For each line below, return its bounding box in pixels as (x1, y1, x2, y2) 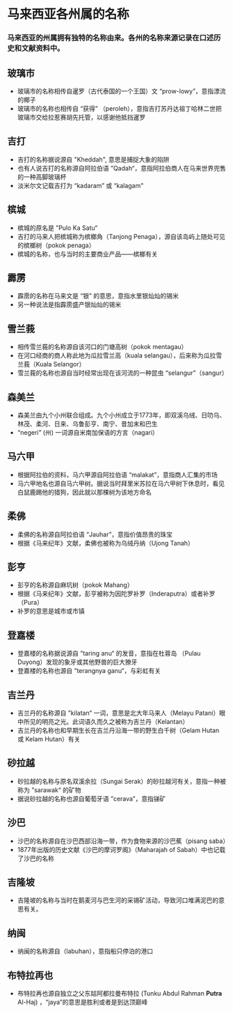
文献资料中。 (21, 43, 65, 53)
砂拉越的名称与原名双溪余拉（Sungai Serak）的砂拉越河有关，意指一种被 (17, 777, 227, 785)
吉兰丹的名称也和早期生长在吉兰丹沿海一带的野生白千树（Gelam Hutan (17, 726, 220, 735)
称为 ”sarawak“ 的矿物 (17, 785, 81, 794)
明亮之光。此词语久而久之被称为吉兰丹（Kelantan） (41, 718, 189, 726)
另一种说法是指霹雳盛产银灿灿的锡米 (17, 300, 122, 309)
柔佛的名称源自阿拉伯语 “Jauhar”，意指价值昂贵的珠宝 (17, 530, 172, 539)
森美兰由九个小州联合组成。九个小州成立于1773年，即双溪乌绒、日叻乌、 (17, 410, 226, 419)
